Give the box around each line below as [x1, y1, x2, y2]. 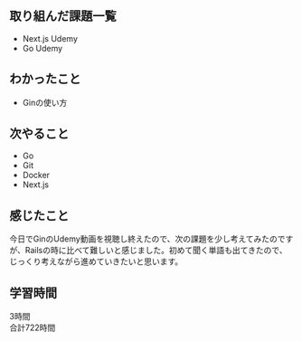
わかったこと [9, 71, 81, 87]
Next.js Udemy [22, 33, 79, 43]
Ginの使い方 [22, 97, 68, 108]
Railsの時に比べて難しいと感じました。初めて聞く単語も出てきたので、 [24, 245, 288, 256]
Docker [22, 170, 51, 181]
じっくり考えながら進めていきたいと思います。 [9, 256, 184, 267]
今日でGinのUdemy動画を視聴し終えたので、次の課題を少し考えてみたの [9, 233, 278, 244]
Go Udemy [22, 43, 63, 53]
